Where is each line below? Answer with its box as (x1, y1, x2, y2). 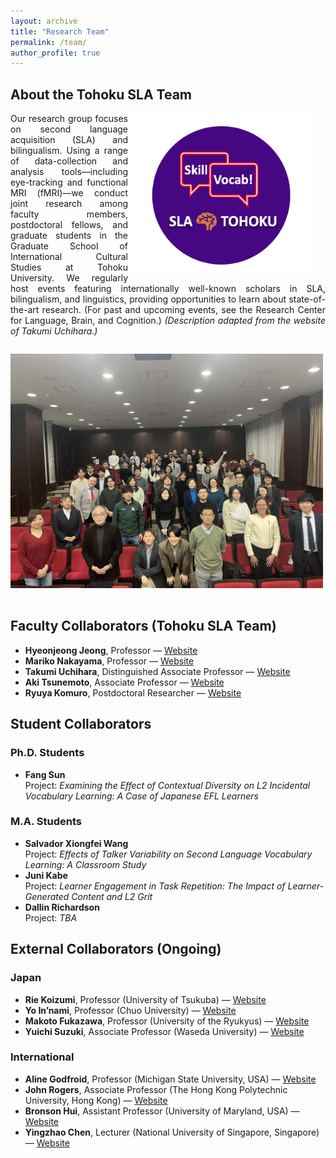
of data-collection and (10, 155, 128, 167)
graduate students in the (10, 230, 128, 242)
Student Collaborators (10, 716, 152, 733)
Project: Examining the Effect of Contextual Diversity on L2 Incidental (24, 779, 311, 791)
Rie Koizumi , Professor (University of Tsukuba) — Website (24, 993, 267, 1005)
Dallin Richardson (24, 901, 100, 913)
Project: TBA (24, 911, 78, 924)
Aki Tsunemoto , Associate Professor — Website (24, 676, 225, 688)
